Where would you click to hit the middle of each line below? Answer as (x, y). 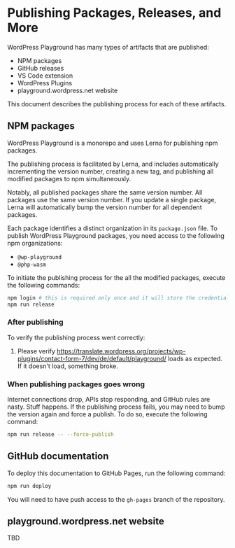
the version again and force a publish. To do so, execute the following (107, 414)
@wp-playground (40, 257)
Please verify (36, 351)
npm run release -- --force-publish (60, 435)
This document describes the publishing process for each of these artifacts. (117, 104)
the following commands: (44, 285)
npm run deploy (29, 486)
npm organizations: (35, 243)
